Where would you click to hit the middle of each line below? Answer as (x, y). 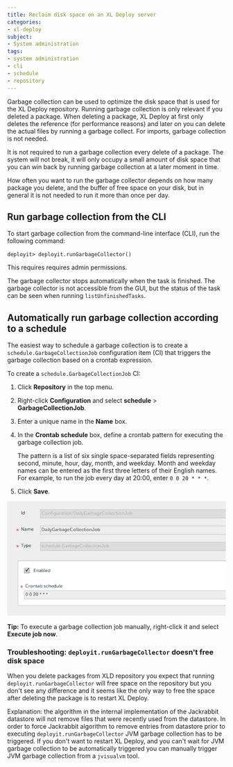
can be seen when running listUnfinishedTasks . (77, 296)
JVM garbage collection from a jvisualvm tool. (74, 756)
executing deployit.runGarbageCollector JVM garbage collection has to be (115, 734)
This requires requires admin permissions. (67, 267)
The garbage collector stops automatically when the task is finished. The (111, 281)
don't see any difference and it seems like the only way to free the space (111, 691)
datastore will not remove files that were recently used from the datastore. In (116, 719)
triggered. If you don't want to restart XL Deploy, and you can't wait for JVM (116, 741)
